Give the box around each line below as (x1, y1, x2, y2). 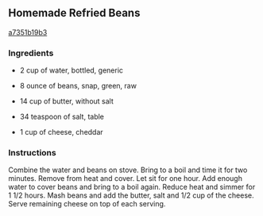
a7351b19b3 (8, 27, 48, 37)
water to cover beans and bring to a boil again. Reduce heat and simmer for (8, 183, 256, 192)
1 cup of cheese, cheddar (19, 128, 103, 137)
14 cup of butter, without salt (19, 96, 114, 106)
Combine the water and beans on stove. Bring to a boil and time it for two (8, 165, 248, 175)
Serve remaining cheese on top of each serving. (8, 199, 166, 209)
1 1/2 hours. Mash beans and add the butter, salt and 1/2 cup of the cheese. (8, 190, 254, 200)
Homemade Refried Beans (8, 6, 141, 20)
